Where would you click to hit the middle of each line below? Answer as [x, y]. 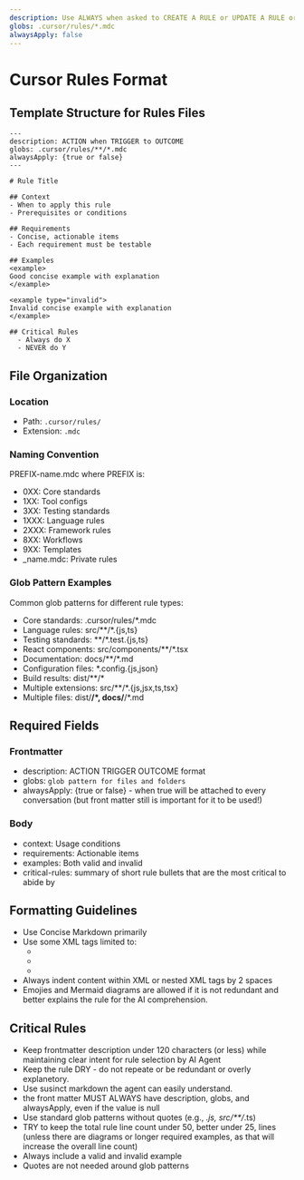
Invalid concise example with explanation [90, 308]
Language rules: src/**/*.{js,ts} [80, 629]
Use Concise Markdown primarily [85, 932]
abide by [39, 882]
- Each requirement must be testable [81, 245]
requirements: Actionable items [81, 853]
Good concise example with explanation [85, 277]
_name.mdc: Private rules [70, 560]
